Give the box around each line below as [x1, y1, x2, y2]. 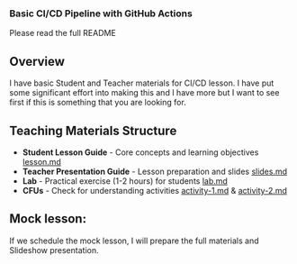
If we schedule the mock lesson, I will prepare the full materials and [9, 235, 259, 246]
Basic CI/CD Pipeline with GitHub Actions [9, 7, 193, 20]
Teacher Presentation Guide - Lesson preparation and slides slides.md [22, 166, 288, 177]
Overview [9, 53, 66, 69]
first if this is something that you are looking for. [9, 97, 186, 108]
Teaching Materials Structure [9, 123, 177, 138]
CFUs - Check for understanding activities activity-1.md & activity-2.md [22, 185, 288, 196]
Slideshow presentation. [9, 244, 99, 255]
